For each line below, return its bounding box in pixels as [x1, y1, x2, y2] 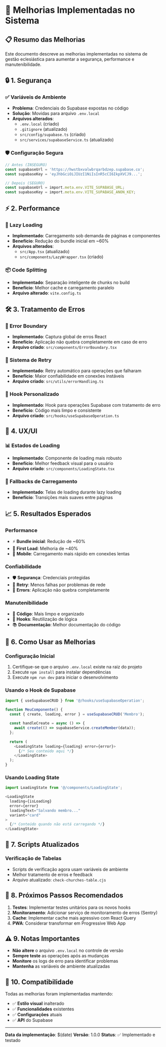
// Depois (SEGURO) [5, 180, 45, 185]
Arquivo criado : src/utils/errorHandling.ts [12, 379, 104, 385]
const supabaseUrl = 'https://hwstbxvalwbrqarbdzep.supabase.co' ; [5, 167, 145, 172]
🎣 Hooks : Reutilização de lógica [12, 616, 78, 622]
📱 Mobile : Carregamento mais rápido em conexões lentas [12, 551, 130, 557]
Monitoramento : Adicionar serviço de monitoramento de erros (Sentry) [12, 909, 158, 916]
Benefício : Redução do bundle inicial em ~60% [12, 238, 109, 244]
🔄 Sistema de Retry [5, 356, 52, 363]
